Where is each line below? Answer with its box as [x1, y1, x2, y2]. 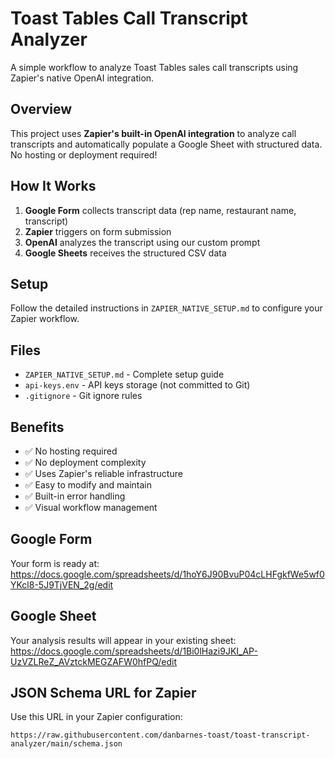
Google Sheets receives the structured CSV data [24, 247, 227, 259]
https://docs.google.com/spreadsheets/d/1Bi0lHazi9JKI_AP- [10, 645, 258, 657]
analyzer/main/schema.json [10, 739, 123, 749]
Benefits [10, 418, 65, 436]
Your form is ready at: [10, 557, 100, 569]
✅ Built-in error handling [24, 490, 126, 502]
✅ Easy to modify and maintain [24, 479, 153, 491]
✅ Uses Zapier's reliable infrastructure [24, 468, 183, 479]
